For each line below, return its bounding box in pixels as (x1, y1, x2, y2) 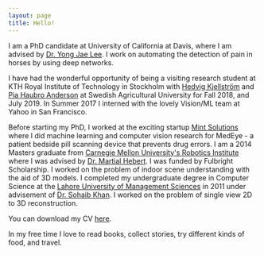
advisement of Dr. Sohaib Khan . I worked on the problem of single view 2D (8, 190, 253, 199)
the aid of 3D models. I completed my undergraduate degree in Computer (8, 172, 249, 183)
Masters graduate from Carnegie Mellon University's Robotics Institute (8, 148, 239, 157)
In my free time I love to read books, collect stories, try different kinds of (8, 229, 245, 238)
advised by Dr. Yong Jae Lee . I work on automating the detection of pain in (8, 49, 253, 59)
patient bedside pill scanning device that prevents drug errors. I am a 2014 (8, 139, 252, 149)
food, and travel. (8, 238, 62, 247)
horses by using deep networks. (8, 57, 114, 68)
